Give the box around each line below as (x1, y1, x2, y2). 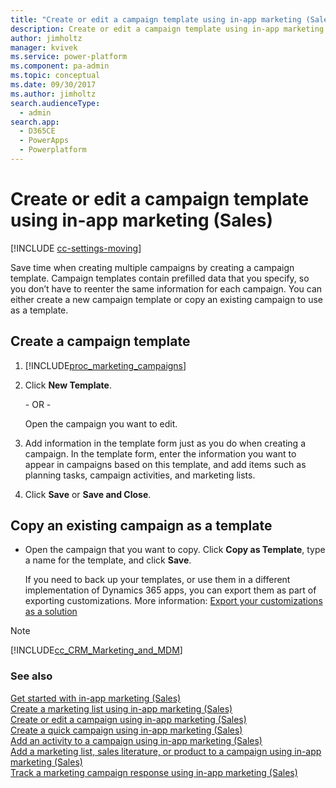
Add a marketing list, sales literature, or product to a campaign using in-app (10, 745, 322, 757)
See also (10, 669, 53, 683)
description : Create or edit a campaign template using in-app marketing (10, 24, 325, 34)
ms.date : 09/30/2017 (10, 80, 97, 90)
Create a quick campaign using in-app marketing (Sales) (10, 724, 243, 736)
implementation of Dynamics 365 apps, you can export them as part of (24, 584, 317, 596)
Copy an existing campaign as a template (10, 517, 273, 535)
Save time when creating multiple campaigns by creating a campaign (10, 261, 295, 273)
